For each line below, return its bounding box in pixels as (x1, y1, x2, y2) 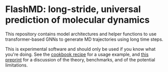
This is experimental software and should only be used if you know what (5, 46, 156, 52)
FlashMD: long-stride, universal (5, 4, 141, 15)
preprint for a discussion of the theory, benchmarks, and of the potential (5, 56, 155, 62)
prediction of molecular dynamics (5, 14, 150, 26)
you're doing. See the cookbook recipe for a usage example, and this (5, 51, 149, 57)
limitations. (5, 62, 28, 68)
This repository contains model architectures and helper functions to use (5, 31, 157, 37)
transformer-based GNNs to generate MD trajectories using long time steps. (5, 36, 163, 42)
